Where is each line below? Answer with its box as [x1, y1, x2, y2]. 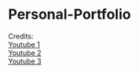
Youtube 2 [8, 48, 42, 57]
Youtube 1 [8, 39, 41, 49]
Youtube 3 [8, 57, 42, 66]
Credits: [8, 31, 34, 41]
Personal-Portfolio [8, 5, 131, 24]
